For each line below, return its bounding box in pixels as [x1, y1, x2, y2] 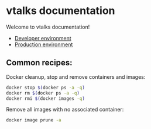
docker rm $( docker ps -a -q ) [6, 90, 80, 96]
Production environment [14, 41, 73, 48]
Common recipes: [6, 58, 73, 68]
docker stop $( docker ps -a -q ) [6, 85, 85, 90]
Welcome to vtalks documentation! [6, 23, 90, 30]
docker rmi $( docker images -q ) [6, 95, 85, 102]
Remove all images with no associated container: [6, 106, 124, 113]
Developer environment [14, 34, 71, 41]
